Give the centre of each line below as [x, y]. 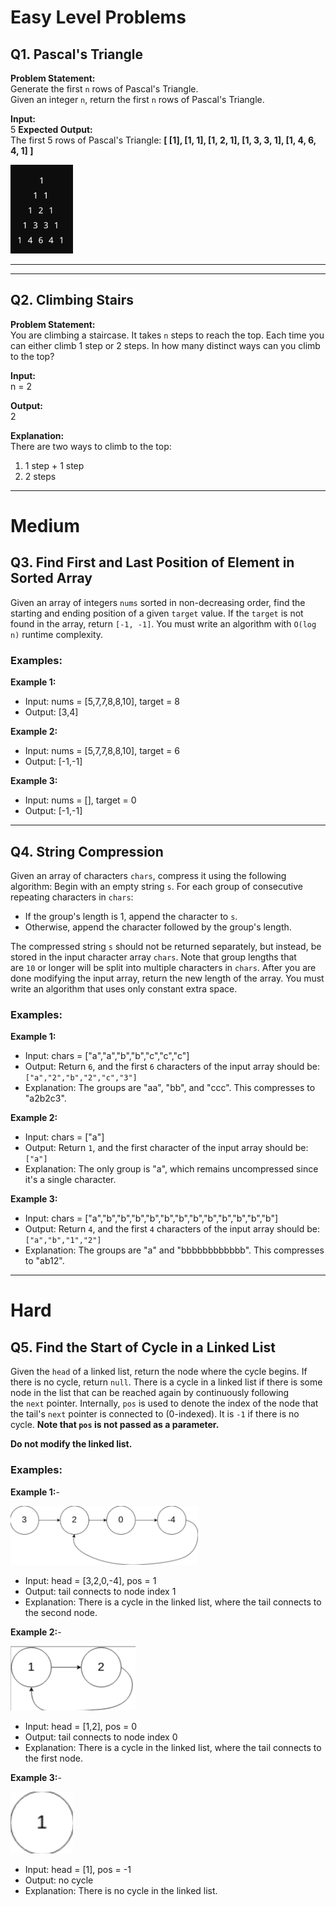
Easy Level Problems [98, 17]
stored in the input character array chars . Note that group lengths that [153, 957]
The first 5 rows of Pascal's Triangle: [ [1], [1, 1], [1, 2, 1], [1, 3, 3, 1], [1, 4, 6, [163, 140]
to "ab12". [44, 1261]
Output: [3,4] [51, 712]
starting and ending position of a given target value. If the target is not [157, 613]
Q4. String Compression [87, 851]
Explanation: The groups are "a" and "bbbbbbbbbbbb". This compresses [174, 1250]
